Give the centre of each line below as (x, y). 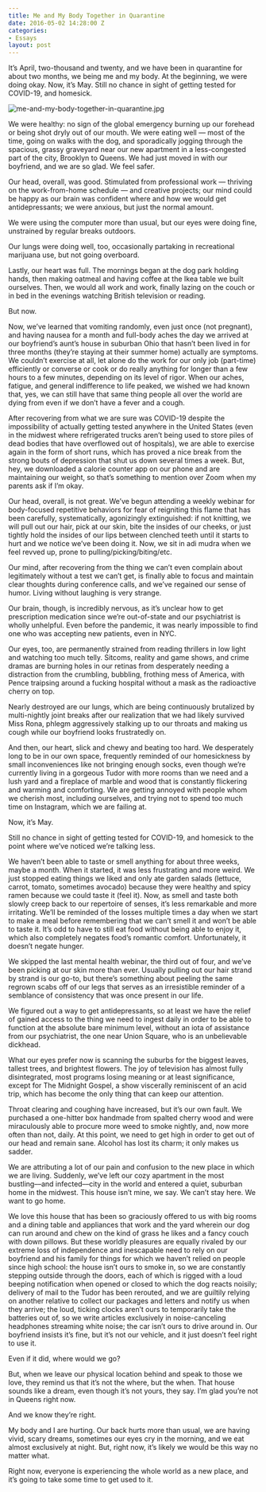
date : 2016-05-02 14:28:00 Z (56, 23)
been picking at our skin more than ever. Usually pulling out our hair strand (130, 970)
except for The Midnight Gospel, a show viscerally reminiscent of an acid (128, 1086)
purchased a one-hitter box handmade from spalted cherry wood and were (131, 1118)
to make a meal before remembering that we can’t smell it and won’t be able (132, 921)
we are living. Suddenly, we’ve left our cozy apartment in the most (116, 1176)
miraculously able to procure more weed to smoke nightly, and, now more (129, 1127)
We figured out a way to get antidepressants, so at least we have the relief (130, 1011)
